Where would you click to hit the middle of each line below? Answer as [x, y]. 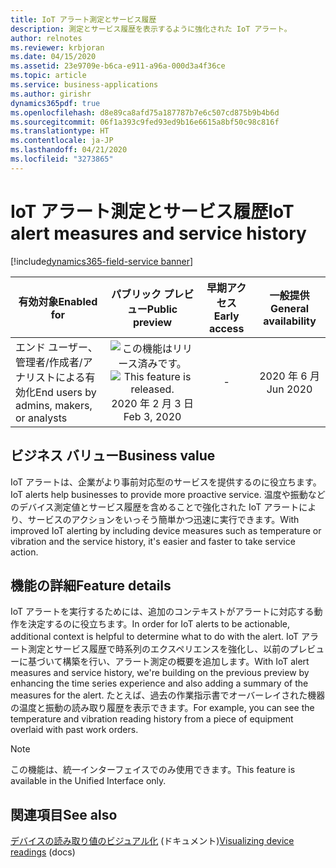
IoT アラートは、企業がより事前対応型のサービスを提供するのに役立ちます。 [166, 482]
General [290, 308]
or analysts [41, 418]
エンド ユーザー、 [56, 347]
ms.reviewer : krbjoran [57, 47]
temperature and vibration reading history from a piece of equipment [152, 719]
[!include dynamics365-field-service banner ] [102, 261]
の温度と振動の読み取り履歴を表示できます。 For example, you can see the [162, 708]
